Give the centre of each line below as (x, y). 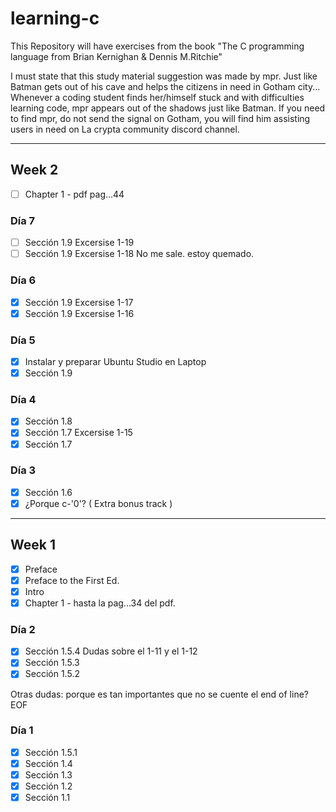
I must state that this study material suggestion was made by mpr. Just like (164, 76)
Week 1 (33, 545)
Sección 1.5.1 (51, 752)
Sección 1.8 (48, 421)
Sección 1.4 (48, 763)
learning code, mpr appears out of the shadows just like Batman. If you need (168, 108)
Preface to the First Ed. (72, 580)
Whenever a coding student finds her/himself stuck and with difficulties (157, 97)
